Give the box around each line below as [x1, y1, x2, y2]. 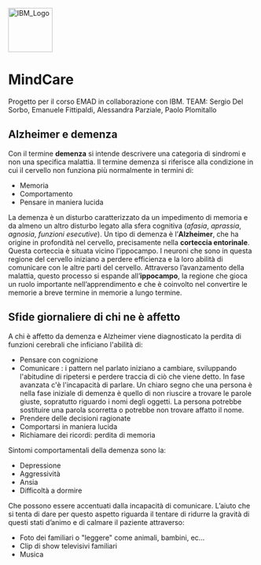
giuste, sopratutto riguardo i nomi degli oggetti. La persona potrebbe [19, 397, 242, 406]
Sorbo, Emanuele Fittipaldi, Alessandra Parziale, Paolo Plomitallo [8, 105, 217, 114]
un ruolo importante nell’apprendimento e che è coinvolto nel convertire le [8, 279, 248, 288]
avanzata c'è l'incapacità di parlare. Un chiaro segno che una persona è [19, 380, 253, 389]
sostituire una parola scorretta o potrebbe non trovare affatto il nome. [19, 405, 244, 414]
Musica [19, 549, 44, 559]
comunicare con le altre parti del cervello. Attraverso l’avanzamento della [8, 262, 245, 272]
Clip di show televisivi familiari [19, 541, 118, 550]
